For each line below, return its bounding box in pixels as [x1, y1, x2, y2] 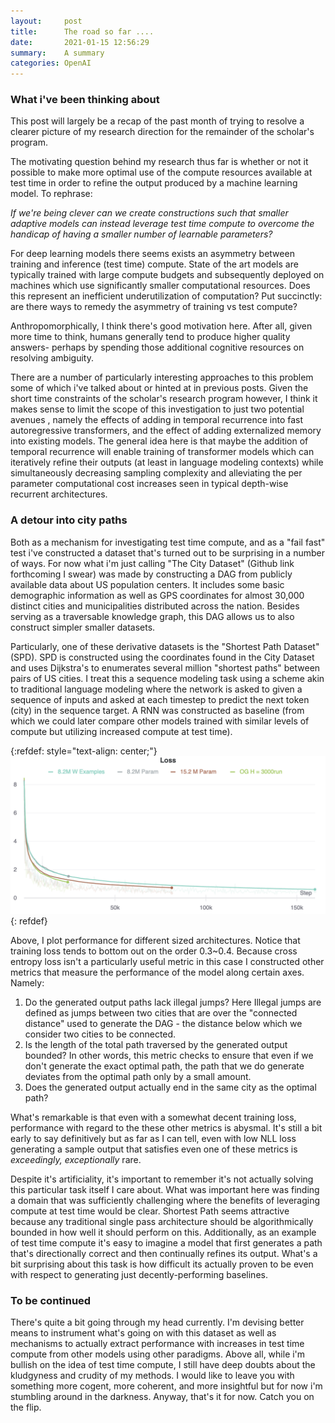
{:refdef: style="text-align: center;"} [10, 745, 158, 757]
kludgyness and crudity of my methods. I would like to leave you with [10, 1370, 295, 1382]
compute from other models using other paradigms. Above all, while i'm [10, 1348, 306, 1360]
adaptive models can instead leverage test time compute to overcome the [10, 218, 315, 230]
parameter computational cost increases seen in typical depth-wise [10, 478, 289, 490]
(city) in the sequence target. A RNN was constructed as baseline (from [10, 704, 305, 716]
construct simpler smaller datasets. [10, 621, 156, 633]
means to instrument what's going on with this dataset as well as [10, 1327, 277, 1339]
